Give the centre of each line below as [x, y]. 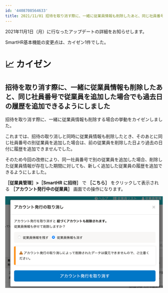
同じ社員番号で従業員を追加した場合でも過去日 [90, 97]
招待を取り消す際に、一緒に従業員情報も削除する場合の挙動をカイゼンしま [82, 119]
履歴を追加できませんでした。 [44, 149]
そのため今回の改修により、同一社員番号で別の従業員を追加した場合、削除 [82, 159]
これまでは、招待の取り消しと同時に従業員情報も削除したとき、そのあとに [82, 136]
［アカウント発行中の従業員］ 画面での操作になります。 [68, 189]
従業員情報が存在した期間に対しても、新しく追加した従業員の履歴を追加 [84, 166]
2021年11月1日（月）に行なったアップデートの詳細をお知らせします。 [76, 31]
